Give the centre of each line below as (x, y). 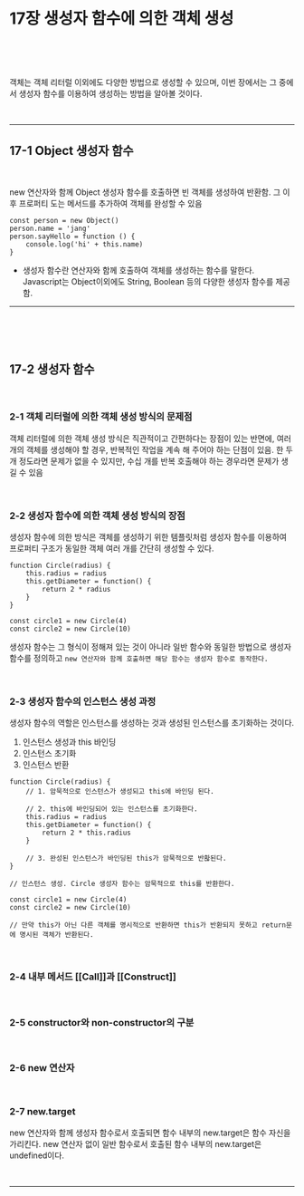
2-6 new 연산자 (42, 1067)
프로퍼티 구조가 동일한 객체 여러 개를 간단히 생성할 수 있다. (112, 548)
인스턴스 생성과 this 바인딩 (69, 742)
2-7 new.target (43, 1112)
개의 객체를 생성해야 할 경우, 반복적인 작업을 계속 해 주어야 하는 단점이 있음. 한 (147, 449)
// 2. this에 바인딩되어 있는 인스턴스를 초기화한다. (112, 809)
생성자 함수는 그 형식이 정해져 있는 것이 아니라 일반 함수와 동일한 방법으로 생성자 (151, 647)
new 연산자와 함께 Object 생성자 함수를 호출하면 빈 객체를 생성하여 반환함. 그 (145, 192)
